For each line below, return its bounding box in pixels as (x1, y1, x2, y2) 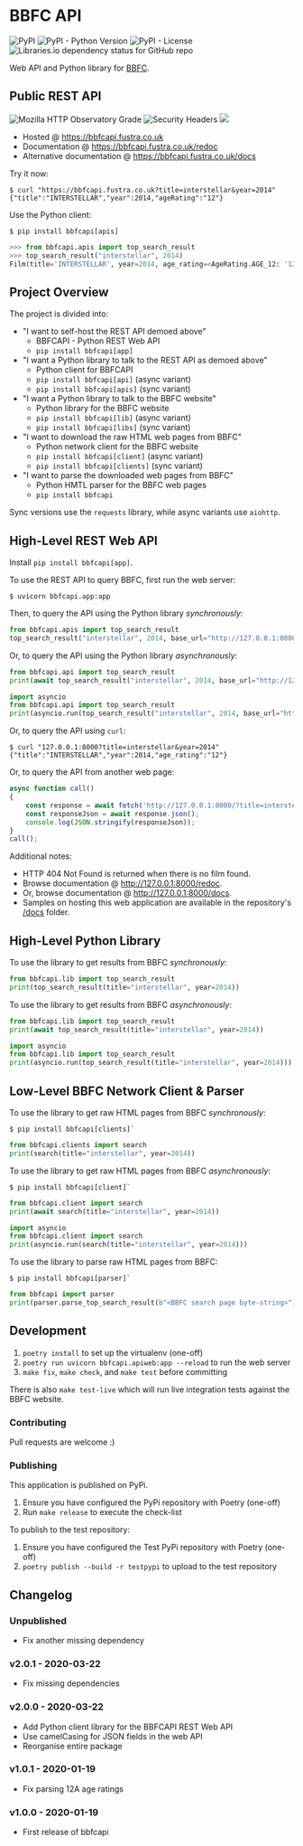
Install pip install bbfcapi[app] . (9, 557, 133, 568)
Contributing (9, 1416, 67, 1428)
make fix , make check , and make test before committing (22, 1366, 228, 1377)
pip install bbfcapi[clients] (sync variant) (35, 460, 203, 471)
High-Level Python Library (9, 933, 161, 948)
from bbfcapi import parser (9, 1290, 115, 1299)
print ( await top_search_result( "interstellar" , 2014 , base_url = (9, 675, 256, 685)
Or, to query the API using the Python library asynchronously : (9, 650, 238, 661)
